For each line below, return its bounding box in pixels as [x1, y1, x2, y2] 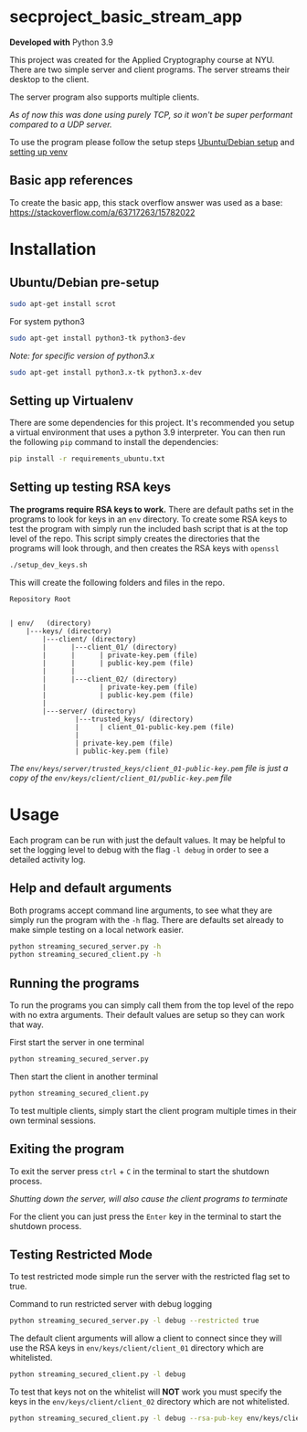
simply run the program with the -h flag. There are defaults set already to [9, 914, 285, 925]
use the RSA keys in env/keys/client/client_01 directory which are [9, 1342, 264, 1353]
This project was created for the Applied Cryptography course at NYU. [9, 54, 275, 65]
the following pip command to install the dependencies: [9, 437, 219, 448]
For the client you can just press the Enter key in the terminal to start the [9, 1211, 281, 1222]
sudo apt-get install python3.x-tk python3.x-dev [9, 367, 203, 377]
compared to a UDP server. [9, 119, 112, 130]
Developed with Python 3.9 [9, 37, 114, 48]
